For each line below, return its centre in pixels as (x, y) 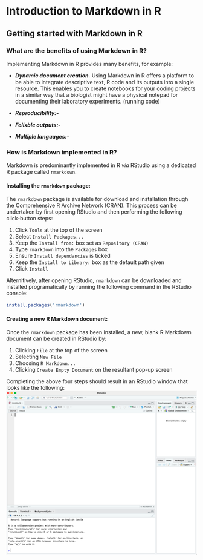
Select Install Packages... (50, 237)
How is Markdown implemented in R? (62, 152)
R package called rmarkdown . (41, 172)
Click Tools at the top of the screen (59, 230)
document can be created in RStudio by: (56, 339)
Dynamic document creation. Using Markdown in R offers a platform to (105, 75)
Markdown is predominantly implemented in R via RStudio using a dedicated (101, 165)
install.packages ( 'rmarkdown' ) (46, 305)
